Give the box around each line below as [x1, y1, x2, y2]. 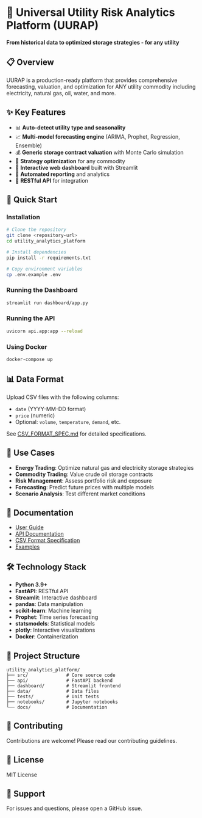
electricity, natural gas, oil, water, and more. [6, 89, 116, 97]
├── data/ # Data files [6, 688, 99, 694]
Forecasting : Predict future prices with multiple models [15, 483, 154, 491]
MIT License [6, 771, 38, 778]
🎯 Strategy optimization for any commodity [15, 157, 126, 164]
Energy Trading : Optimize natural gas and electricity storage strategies [15, 464, 194, 471]
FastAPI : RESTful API [15, 588, 69, 595]
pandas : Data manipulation [15, 601, 83, 608]
